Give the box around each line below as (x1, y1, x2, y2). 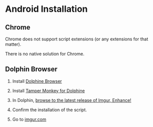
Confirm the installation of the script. (12, 107, 87, 113)
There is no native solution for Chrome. (5, 51, 85, 57)
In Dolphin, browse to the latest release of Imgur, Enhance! (12, 97, 132, 103)
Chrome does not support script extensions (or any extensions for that (5, 36, 149, 42)
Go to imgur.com (12, 116, 46, 122)
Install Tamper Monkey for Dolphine (12, 88, 85, 94)
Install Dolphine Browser (12, 78, 62, 84)
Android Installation (5, 3, 88, 15)
